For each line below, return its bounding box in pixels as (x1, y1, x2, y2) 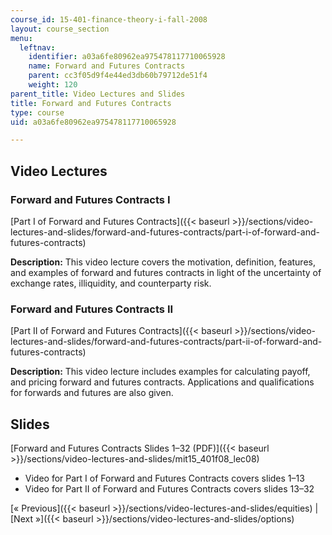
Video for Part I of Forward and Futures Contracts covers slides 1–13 (24, 472, 305, 485)
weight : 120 (28, 80, 78, 90)
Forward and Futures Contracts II (10, 302, 174, 316)
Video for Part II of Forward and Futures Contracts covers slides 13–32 (24, 483, 315, 495)
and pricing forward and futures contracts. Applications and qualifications (10, 376, 315, 388)
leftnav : (19, 42, 56, 53)
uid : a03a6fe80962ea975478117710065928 (10, 117, 177, 127)
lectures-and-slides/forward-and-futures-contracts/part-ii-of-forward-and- (10, 336, 323, 348)
